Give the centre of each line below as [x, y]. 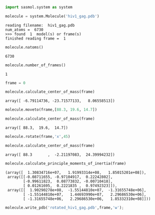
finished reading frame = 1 [35, 38]
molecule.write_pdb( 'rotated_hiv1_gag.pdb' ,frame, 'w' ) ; [64, 207]
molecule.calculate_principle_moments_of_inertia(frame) [66, 163]
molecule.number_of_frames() [35, 65]
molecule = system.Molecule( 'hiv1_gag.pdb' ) [52, 16]
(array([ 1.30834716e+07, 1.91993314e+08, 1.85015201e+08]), [76, 172]
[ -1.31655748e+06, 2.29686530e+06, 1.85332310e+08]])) [87, 199]
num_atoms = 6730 [24, 30]
